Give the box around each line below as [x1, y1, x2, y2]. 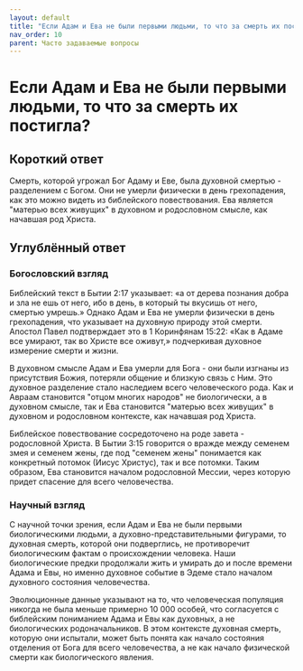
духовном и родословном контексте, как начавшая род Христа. [9, 410, 257, 421]
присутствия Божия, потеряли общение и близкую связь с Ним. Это [9, 372, 273, 383]
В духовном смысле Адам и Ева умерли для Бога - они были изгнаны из [9, 362, 289, 373]
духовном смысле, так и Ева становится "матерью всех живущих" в [9, 401, 274, 412]
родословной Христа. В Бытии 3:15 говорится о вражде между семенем [9, 437, 290, 448]
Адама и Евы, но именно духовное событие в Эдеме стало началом [9, 567, 273, 578]
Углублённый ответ [9, 240, 126, 256]
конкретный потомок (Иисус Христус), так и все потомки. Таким [9, 457, 260, 468]
